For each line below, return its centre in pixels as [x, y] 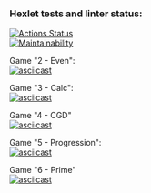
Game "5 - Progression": [55, 143]
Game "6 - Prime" [43, 170]
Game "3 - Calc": [41, 88]
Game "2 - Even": [42, 61]
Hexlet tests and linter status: [76, 14]
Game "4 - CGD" [40, 116]
